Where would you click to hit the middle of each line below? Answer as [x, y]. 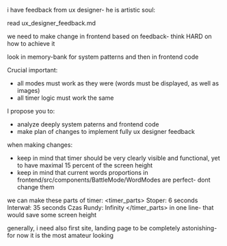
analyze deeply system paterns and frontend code [88, 124]
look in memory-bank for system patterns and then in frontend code [103, 57]
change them [36, 187]
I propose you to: [31, 111]
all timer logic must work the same [65, 98]
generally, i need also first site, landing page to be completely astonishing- [112, 228]
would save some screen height [52, 215]
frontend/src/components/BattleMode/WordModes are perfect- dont [113, 180]
